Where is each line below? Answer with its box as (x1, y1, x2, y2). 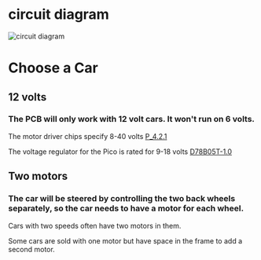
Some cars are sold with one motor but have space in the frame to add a (8, 236, 242, 245)
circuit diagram (8, 5, 110, 24)
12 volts (8, 90, 47, 104)
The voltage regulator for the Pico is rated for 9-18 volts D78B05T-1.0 (8, 147, 233, 156)
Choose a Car (8, 59, 98, 77)
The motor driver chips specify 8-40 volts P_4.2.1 (8, 131, 167, 141)
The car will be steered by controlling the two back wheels (8, 193, 236, 204)
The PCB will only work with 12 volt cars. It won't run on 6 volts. (8, 114, 255, 125)
